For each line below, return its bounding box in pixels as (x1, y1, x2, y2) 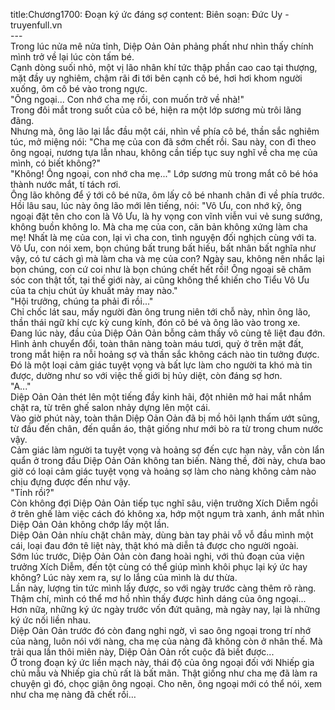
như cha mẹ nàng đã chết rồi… (10, 689, 137, 700)
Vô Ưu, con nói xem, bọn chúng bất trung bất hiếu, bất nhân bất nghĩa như (10, 242, 317, 254)
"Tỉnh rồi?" (10, 487, 55, 498)
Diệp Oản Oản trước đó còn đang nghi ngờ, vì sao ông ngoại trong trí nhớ (10, 625, 312, 636)
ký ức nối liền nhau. (10, 614, 91, 626)
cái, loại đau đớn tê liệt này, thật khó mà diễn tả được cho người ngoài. (10, 540, 299, 551)
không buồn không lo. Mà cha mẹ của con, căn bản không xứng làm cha (10, 221, 308, 233)
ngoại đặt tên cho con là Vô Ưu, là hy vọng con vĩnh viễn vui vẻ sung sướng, (10, 210, 323, 222)
